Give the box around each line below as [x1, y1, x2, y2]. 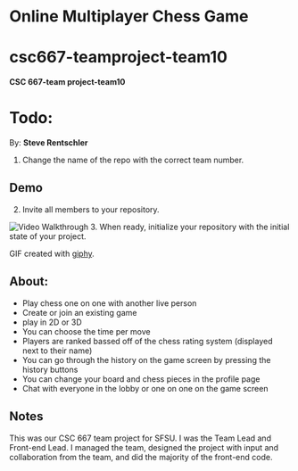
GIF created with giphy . [9, 248, 95, 259]
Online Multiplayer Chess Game [9, 6, 249, 27]
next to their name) [21, 345, 93, 356]
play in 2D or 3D [21, 317, 82, 327]
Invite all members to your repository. [21, 203, 160, 215]
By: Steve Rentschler [9, 137, 88, 148]
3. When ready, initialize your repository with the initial [90, 221, 290, 232]
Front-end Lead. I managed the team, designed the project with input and [9, 442, 279, 452]
